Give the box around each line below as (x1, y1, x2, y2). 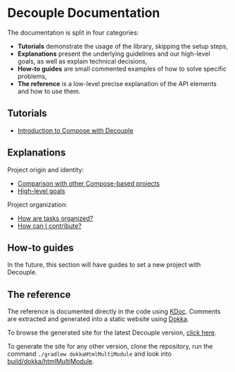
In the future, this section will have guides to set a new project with (7, 260, 201, 269)
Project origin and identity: (7, 165, 84, 174)
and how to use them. (17, 87, 81, 95)
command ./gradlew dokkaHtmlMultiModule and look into (7, 349, 172, 358)
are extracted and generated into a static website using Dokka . (7, 315, 189, 323)
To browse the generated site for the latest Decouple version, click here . (7, 328, 217, 337)
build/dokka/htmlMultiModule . (7, 357, 94, 366)
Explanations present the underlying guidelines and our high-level (17, 49, 210, 58)
